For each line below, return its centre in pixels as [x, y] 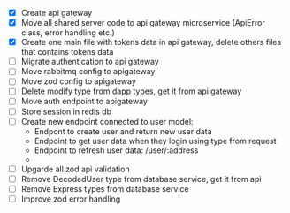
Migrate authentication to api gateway [90, 62]
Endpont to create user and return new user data [123, 131]
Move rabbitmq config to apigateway [88, 72]
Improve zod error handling [71, 199]
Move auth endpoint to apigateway [84, 102]
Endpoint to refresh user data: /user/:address [116, 150]
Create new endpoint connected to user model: [107, 121]
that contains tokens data [67, 52]
